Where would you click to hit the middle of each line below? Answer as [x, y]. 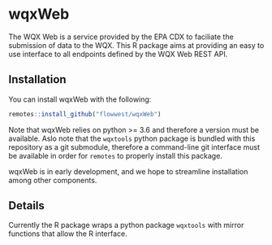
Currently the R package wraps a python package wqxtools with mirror [126, 225]
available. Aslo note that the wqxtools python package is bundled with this [132, 138]
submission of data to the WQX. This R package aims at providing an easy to [136, 45]
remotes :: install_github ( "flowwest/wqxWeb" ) [85, 114]
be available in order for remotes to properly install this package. [116, 155]
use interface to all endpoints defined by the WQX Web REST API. [118, 54]
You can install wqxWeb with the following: [80, 99]
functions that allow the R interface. [68, 234]
